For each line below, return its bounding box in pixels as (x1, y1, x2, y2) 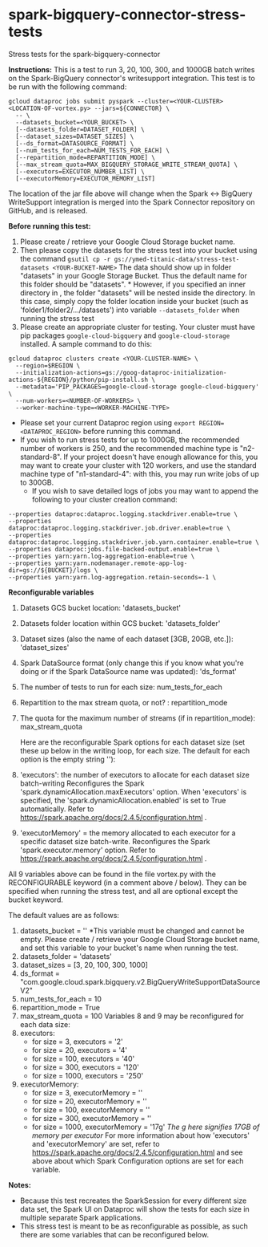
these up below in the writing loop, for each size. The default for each (19, 745, 250, 755)
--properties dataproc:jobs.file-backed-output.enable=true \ (8, 545, 220, 553)
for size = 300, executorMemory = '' (31, 1113, 152, 1123)
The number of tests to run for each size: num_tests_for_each (19, 682, 222, 692)
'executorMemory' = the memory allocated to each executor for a (19, 828, 236, 838)
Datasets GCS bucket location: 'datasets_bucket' (19, 603, 182, 612)
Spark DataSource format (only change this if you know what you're (19, 658, 244, 668)
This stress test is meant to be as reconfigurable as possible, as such (19, 1221, 248, 1231)
